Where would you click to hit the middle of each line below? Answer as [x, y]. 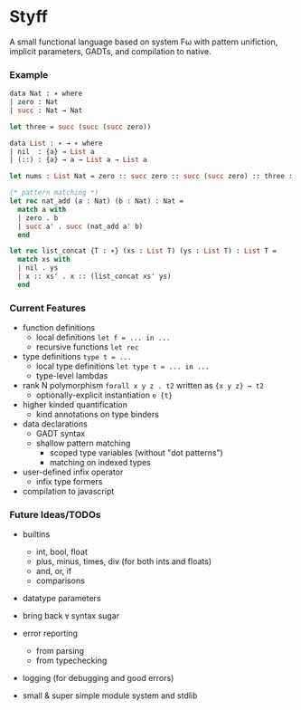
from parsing [60, 651]
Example [29, 74]
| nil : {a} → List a [52, 151]
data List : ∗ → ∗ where [56, 143]
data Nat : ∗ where [46, 94]
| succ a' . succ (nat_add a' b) [80, 226]
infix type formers [69, 482]
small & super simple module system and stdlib [110, 696]
